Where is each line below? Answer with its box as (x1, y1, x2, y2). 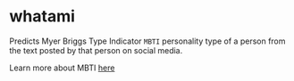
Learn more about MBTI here (9, 62, 115, 73)
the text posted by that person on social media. (9, 45, 183, 55)
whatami (9, 6, 76, 27)
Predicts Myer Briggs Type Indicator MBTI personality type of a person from (9, 36, 286, 46)
